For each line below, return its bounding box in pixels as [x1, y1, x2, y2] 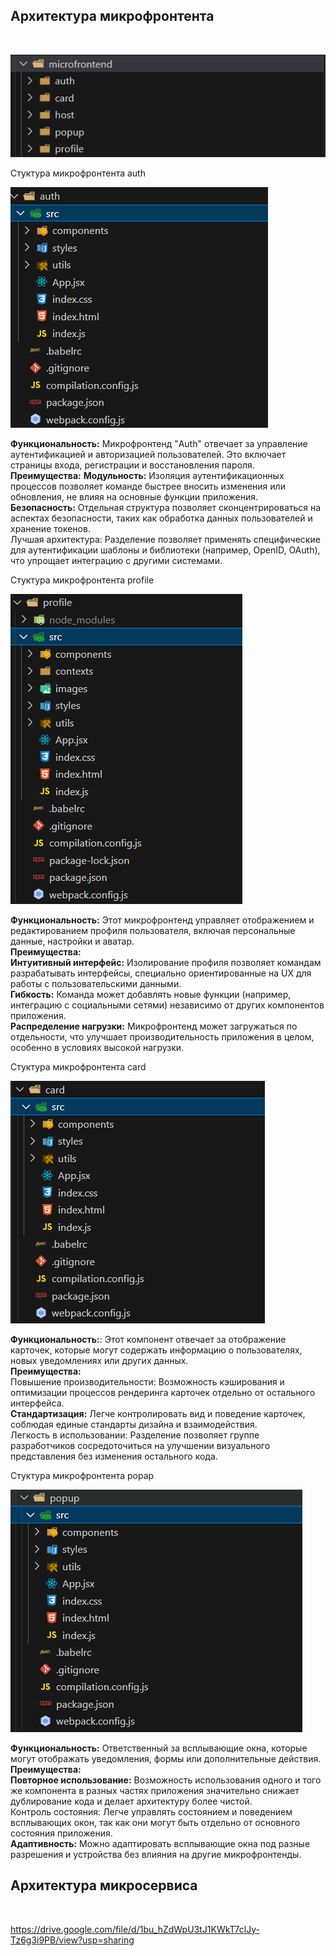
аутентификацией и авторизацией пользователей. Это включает [10, 448, 287, 460]
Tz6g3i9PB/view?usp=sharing [10, 1934, 135, 1946]
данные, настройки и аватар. [10, 935, 135, 947]
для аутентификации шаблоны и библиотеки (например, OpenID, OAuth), [10, 544, 321, 556]
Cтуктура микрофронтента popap [10, 1469, 155, 1481]
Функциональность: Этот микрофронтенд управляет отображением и [10, 914, 315, 926]
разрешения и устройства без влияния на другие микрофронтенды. [10, 1848, 302, 1860]
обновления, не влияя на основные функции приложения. [10, 490, 258, 503]
